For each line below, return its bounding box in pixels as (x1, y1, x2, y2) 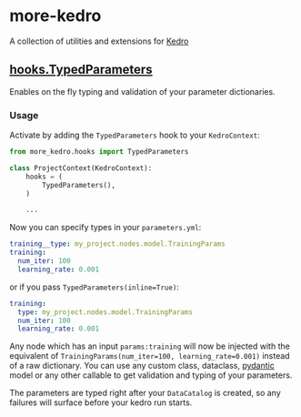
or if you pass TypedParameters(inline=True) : (9, 281, 180, 292)
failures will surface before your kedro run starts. (9, 397, 193, 408)
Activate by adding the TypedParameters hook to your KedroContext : (9, 129, 261, 141)
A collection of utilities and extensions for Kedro (9, 36, 189, 46)
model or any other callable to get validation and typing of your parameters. (9, 370, 293, 381)
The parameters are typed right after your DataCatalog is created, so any (9, 388, 282, 399)
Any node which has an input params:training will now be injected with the (9, 341, 291, 351)
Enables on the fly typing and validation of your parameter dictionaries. (9, 86, 276, 97)
